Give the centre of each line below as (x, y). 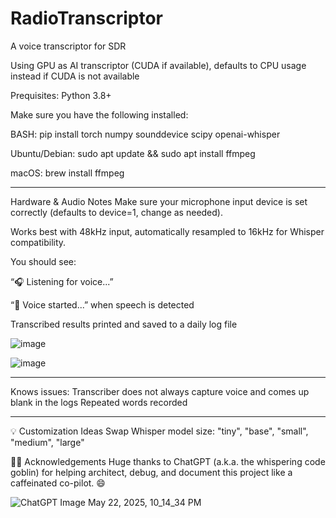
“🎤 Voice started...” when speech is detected (102, 304)
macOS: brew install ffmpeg (67, 173)
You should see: (43, 261)
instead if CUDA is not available (75, 76)
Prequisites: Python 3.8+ (61, 95)
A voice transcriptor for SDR (68, 46)
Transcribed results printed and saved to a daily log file (124, 324)
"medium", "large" (47, 442)
